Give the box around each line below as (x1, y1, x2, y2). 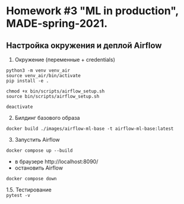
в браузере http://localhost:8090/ (14, 158, 99, 165)
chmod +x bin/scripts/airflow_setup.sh (6, 88, 105, 94)
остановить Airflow (14, 164, 64, 171)
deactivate (6, 104, 33, 110)
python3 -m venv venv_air (6, 68, 70, 74)
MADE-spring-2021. (6, 17, 108, 30)
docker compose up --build (6, 148, 73, 154)
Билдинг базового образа (14, 114, 80, 121)
